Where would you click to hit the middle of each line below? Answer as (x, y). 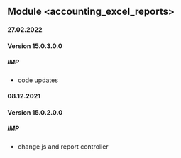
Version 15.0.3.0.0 (35, 46)
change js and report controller (63, 146)
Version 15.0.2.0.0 (35, 112)
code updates (38, 80)
